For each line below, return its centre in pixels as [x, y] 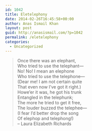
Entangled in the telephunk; [45, 97]
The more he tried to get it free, [49, 102]
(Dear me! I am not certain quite [50, 82]
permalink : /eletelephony [32, 38]
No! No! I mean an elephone [46, 71]
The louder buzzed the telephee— [52, 108]
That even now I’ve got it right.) [49, 87]
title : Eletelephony [26, 14]
